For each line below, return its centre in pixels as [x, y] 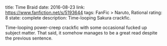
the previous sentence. [29, 38]
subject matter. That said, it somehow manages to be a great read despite [81, 33]
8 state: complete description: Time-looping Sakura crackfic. [68, 18]
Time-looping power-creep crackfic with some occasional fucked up [76, 27]
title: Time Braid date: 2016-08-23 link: [45, 7]
